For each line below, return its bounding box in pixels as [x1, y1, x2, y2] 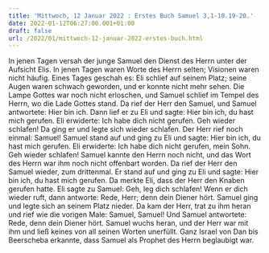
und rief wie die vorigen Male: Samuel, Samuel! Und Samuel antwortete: [8, 210, 247, 219]
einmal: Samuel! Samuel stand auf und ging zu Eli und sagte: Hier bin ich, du [8, 133, 262, 143]
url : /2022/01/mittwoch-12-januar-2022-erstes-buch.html [8, 34, 204, 43]
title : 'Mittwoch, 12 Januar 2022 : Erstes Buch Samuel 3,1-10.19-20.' [8, 11, 254, 20]
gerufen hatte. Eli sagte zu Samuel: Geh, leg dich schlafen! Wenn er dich [8, 184, 248, 194]
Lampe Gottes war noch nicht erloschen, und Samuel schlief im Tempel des [8, 90, 259, 100]
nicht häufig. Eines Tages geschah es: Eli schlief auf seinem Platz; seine [8, 73, 247, 83]
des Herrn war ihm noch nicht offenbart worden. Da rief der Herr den [8, 158, 238, 169]
